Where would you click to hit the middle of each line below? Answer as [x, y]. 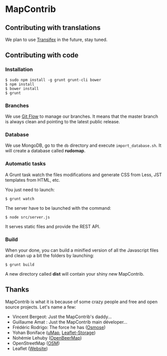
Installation [19, 69]
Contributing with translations [53, 28]
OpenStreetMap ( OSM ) [36, 343]
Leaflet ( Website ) [30, 349]
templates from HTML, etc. [33, 180]
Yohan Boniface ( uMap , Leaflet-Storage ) [54, 333]
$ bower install [22, 88]
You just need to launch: [30, 189]
